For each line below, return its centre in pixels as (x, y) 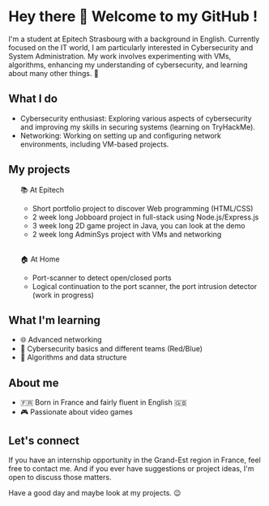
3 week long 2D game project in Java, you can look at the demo (139, 225)
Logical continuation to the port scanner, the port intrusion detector (145, 286)
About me (34, 383)
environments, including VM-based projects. (94, 144)
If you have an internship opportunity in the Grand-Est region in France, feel (134, 460)
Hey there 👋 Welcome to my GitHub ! (133, 17)
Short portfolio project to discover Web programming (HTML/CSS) (143, 208)
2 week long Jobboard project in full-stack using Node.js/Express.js (145, 217)
